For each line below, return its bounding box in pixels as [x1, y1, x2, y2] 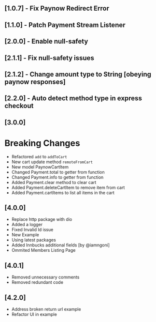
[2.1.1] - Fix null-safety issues [4, 54, 95, 62]
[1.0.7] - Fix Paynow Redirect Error [4, 4, 110, 13]
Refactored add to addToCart [11, 153, 67, 159]
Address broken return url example [11, 307, 81, 312]
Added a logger [11, 222, 43, 228]
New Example [11, 232, 39, 238]
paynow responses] [4, 77, 66, 86]
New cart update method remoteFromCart [11, 159, 93, 165]
